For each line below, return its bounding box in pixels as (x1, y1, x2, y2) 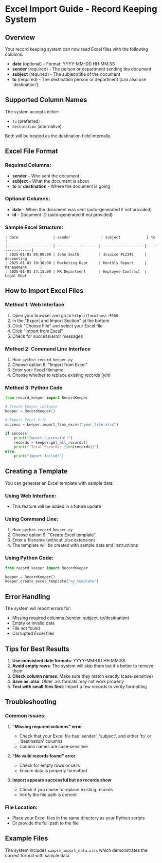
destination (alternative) (12, 123, 62, 129)
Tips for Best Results (5, 645, 70, 653)
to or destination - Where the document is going (12, 183, 110, 189)
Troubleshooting (5, 698, 57, 706)
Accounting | (5, 257, 42, 261)
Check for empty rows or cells (19, 762, 80, 768)
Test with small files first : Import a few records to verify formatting (12, 683, 147, 690)
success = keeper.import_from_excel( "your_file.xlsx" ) (5, 422, 119, 427)
